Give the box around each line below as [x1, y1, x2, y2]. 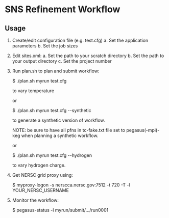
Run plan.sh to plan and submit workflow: [12, 68, 100, 74]
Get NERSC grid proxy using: [12, 172, 74, 178]
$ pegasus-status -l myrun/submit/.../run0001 [12, 207, 109, 213]
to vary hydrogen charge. [12, 162, 66, 168]
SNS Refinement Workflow [5, 4, 120, 15]
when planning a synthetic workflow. [21, 132, 99, 139]
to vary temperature [12, 88, 55, 94]
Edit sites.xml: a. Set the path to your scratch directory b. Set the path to [12, 52, 164, 59]
